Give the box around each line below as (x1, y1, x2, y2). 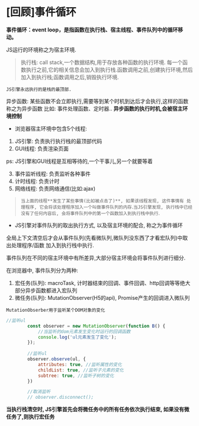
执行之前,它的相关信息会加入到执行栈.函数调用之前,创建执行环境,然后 (25, 66, 193, 73)
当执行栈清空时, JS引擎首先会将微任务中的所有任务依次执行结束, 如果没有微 (6, 406, 190, 413)
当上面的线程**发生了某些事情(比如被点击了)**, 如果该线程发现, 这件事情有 (20, 198, 184, 204)
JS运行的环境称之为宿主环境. (6, 46, 77, 53)
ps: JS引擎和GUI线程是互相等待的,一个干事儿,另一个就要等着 (6, 158, 153, 165)
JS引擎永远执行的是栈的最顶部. (6, 87, 72, 92)
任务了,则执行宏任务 (6, 413, 55, 421)
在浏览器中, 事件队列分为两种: (6, 267, 79, 274)
